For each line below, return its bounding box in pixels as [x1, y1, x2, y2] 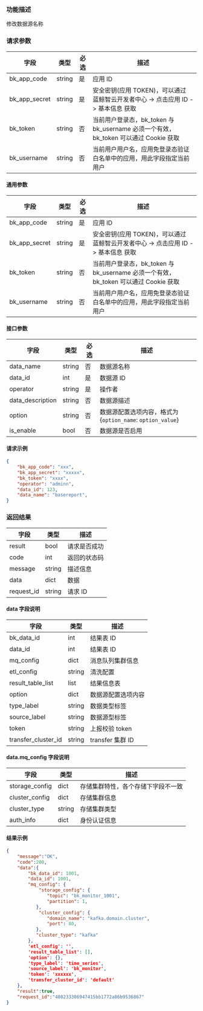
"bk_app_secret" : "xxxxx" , [17, 469, 85, 475]
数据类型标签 [90, 702, 127, 710]
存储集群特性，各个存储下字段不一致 [80, 782, 183, 791]
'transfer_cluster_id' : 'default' [28, 977, 115, 983]
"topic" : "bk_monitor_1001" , [47, 893, 120, 899]
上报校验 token [90, 724, 132, 733]
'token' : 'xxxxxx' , [28, 971, 77, 978]
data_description [9, 396, 57, 404]
